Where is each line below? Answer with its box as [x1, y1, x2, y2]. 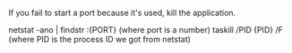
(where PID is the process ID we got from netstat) [8, 34, 192, 44]
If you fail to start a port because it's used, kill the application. [8, 8, 236, 18]
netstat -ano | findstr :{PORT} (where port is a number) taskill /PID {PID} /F [8, 25, 283, 34]
